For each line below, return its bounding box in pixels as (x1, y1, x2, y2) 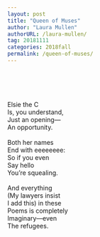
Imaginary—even (7, 213, 57, 222)
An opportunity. (7, 123, 53, 131)
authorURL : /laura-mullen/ (7, 30, 87, 38)
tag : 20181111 (7, 37, 50, 44)
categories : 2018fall (7, 44, 72, 51)
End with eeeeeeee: (7, 146, 66, 154)
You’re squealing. (7, 168, 58, 177)
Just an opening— (7, 115, 61, 123)
